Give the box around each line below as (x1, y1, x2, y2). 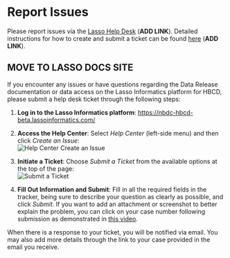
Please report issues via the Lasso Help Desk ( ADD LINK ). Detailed (7, 27, 198, 35)
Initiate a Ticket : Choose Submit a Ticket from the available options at (17, 157, 218, 165)
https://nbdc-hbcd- (137, 108, 193, 116)
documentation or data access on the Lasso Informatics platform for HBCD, (7, 87, 222, 95)
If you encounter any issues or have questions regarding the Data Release (7, 80, 218, 89)
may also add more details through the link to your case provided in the (7, 235, 211, 243)
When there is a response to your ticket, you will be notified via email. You (7, 228, 218, 236)
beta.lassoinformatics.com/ (17, 116, 96, 124)
